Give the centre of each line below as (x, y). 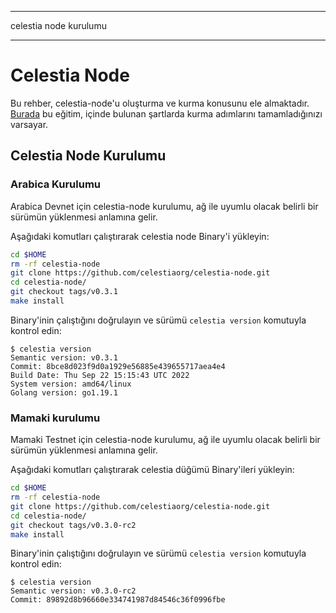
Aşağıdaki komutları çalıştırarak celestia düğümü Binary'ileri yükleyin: (152, 470)
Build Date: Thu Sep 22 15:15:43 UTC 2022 (100, 375)
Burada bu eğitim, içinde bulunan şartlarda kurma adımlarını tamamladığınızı (166, 113)
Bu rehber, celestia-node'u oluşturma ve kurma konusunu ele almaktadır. (160, 103)
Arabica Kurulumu (56, 184)
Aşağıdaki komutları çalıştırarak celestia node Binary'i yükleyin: (140, 236)
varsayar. (29, 124)
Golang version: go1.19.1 (64, 392)
